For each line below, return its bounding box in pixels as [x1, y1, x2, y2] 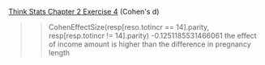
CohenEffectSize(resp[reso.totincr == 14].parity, [48, 22, 210, 31]
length [48, 48, 71, 57]
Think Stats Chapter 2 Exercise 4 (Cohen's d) [8, 7, 160, 16]
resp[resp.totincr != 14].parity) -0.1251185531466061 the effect [48, 31, 257, 40]
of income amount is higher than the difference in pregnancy [48, 39, 251, 49]
